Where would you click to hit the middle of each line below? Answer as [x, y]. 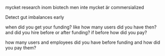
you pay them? [21, 48]
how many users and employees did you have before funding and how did [83, 42]
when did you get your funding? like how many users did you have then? [81, 27]
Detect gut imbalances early [35, 17]
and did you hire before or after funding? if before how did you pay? [76, 32]
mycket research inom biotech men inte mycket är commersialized [75, 7]
